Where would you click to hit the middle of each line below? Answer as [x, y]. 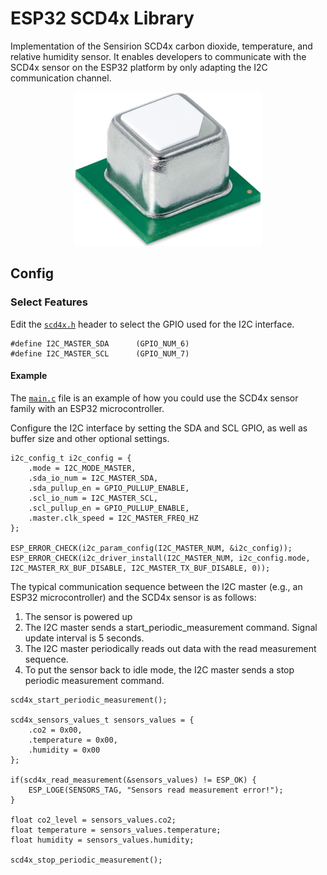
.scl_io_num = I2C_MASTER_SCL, [93, 498]
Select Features [49, 302]
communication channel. [61, 78]
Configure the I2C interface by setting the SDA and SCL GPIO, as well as [159, 428]
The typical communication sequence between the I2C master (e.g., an [156, 586]
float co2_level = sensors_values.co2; [93, 820]
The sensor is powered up [78, 616]
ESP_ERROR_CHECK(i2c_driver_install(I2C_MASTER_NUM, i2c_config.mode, [160, 558]
